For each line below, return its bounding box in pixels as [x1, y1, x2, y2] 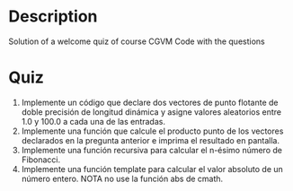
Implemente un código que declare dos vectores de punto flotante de [21, 97, 280, 108]
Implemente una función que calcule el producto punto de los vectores [21, 126, 284, 136]
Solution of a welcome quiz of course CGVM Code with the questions [8, 36, 266, 47]
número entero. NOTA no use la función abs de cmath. [21, 173, 224, 184]
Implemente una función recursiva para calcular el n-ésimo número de [21, 144, 282, 155]
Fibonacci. [21, 154, 60, 165]
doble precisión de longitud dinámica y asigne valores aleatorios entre [21, 106, 282, 117]
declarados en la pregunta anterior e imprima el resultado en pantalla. [21, 135, 280, 145]
